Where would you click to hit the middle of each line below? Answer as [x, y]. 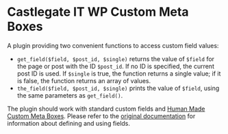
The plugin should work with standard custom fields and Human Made [106, 109]
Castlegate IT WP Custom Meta [98, 12]
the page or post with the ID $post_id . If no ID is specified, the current [115, 66]
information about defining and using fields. [69, 123]
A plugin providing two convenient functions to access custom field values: [113, 45]
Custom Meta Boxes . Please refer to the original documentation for [101, 116]
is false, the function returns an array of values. [84, 80]
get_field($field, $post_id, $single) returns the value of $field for [115, 58]
